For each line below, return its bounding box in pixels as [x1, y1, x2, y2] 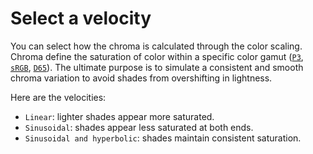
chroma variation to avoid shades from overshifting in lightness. [10, 72, 273, 84]
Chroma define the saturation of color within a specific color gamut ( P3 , [10, 50, 304, 62]
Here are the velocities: [10, 91, 107, 103]
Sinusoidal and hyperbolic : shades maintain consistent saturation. [24, 132, 302, 144]
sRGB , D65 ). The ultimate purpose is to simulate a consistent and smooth [10, 61, 304, 73]
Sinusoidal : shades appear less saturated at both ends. [24, 121, 254, 133]
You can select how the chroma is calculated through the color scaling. [10, 40, 303, 52]
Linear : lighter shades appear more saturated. [24, 110, 215, 122]
